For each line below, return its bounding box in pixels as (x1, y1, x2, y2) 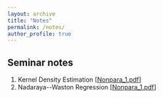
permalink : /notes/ (7, 23, 65, 31)
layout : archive (7, 10, 56, 18)
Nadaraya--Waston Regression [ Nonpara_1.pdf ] (17, 83, 157, 92)
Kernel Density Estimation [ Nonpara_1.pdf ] (17, 75, 142, 84)
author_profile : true (7, 30, 72, 38)
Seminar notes (7, 56, 73, 68)
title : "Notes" (7, 17, 53, 24)
